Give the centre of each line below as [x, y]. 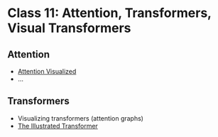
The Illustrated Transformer [58, 126]
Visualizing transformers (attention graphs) [81, 118]
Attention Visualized [47, 71]
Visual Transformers [69, 28]
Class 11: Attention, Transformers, [109, 13]
